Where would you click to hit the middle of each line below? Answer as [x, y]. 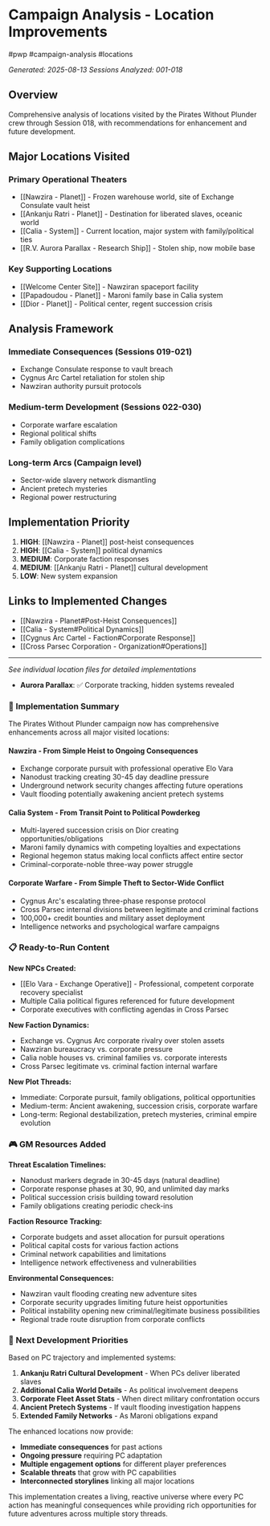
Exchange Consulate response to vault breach [96, 369]
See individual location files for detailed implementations [102, 669]
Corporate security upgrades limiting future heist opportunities [124, 1303]
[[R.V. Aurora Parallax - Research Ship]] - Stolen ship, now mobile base [137, 248]
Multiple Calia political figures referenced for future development [127, 1000]
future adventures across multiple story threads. [88, 1514]
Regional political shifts [58, 433]
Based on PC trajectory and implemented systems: [92, 1358]
